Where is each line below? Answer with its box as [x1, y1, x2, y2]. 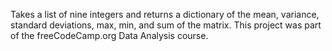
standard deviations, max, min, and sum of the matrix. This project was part [10, 19, 322, 31]
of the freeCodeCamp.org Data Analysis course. [10, 30, 209, 41]
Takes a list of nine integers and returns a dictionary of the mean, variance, [10, 9, 320, 20]
